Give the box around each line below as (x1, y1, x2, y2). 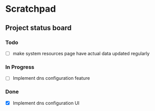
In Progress (5, 63, 35, 71)
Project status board (5, 24, 72, 32)
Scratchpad (5, 3, 56, 15)
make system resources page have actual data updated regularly (12, 50, 150, 56)
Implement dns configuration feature (12, 75, 91, 81)
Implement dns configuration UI (12, 100, 80, 106)
